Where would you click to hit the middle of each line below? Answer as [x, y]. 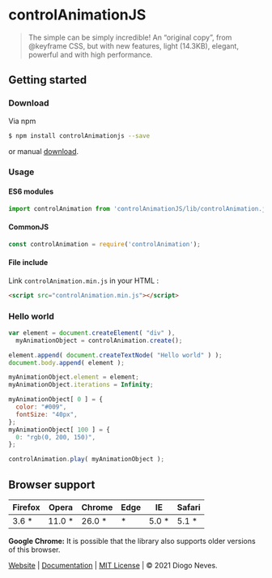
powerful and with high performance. [90, 54]
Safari [189, 507]
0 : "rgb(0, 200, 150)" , [55, 437]
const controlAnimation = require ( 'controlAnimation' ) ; [104, 244]
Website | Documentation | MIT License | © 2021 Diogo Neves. [113, 566]
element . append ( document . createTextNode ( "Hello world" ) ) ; [115, 355]
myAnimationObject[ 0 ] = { [56, 400]
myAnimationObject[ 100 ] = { [59, 430]
